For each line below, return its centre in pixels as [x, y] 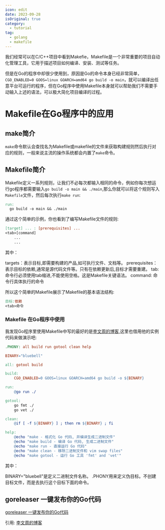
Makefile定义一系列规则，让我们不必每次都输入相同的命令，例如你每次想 [79, 183]
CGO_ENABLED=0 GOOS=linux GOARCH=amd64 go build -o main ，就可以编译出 [80, 79]
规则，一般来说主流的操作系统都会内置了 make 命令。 [66, 153]
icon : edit [16, 10]
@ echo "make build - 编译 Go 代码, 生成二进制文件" [64, 442]
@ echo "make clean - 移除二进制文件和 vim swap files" [68, 451]
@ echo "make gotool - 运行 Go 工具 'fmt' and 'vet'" [68, 455]
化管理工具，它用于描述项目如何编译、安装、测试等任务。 [63, 63]
